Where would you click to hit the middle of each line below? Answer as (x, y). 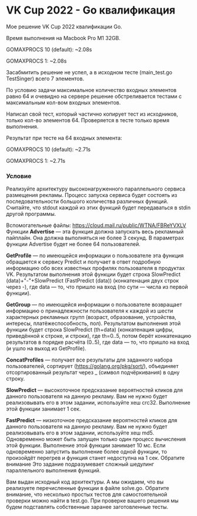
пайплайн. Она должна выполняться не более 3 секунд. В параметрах (95, 238)
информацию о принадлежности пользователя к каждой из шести (90, 311)
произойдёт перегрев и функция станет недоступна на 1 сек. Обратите (96, 458)
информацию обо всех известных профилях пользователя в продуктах (96, 268)
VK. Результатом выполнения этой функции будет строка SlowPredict (93, 274)
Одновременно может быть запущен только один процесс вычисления (96, 439)
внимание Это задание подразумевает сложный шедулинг (80, 464)
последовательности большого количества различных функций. (87, 202)
